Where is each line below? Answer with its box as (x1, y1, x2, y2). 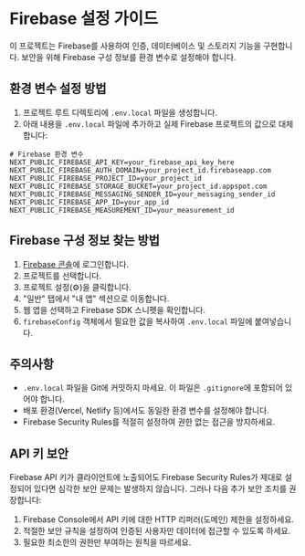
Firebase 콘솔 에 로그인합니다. (22, 258, 130, 269)
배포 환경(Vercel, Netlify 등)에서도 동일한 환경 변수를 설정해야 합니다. (22, 405, 269, 416)
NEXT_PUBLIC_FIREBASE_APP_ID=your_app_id (9, 197, 170, 206)
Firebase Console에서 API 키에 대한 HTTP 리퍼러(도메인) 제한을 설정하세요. (22, 514, 295, 525)
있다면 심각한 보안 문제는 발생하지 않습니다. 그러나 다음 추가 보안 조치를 (33, 483, 288, 494)
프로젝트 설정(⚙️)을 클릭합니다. (22, 281, 132, 292)
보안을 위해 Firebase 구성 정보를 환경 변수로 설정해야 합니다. (21, 51, 237, 62)
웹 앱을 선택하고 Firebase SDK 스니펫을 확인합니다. (22, 304, 206, 315)
